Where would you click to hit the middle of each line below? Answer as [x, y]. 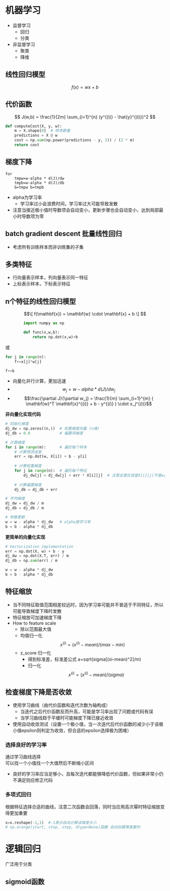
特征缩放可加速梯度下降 [37, 617]
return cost [27, 145]
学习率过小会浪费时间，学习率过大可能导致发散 [69, 204]
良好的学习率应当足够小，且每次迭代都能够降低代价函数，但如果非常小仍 [88, 774]
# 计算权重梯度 [28, 466]
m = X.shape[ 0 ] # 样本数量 [42, 131]
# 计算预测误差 [28, 452]
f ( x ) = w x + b [85, 87]
